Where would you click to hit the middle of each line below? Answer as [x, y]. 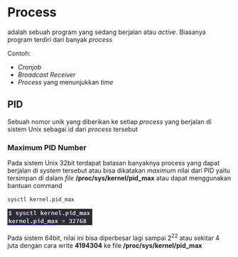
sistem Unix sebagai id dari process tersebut [73, 129]
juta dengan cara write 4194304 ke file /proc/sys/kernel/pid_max [105, 245]
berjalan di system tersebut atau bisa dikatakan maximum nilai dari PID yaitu [119, 170]
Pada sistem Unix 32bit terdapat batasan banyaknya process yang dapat [114, 163]
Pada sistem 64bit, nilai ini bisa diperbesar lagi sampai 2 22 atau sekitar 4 [114, 237]
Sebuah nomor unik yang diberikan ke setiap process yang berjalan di [109, 121]
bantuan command [35, 186]
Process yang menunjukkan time [65, 82]
